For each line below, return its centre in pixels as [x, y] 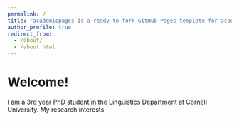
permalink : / [27, 14]
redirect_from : [30, 34]
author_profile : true [39, 27]
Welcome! [38, 82]
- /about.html [34, 47]
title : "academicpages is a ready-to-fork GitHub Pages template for [113, 21]
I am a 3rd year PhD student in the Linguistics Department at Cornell [107, 102]
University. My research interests [56, 109]
